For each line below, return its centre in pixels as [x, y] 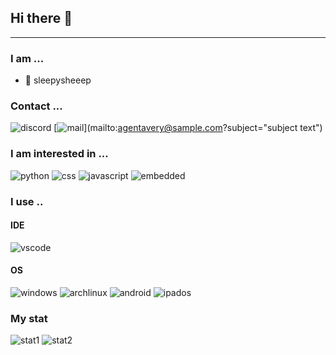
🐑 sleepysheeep [58, 80]
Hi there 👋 [41, 18]
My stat [29, 318]
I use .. [27, 201]
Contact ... [36, 106]
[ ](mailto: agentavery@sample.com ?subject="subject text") [188, 128]
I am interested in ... [59, 154]
